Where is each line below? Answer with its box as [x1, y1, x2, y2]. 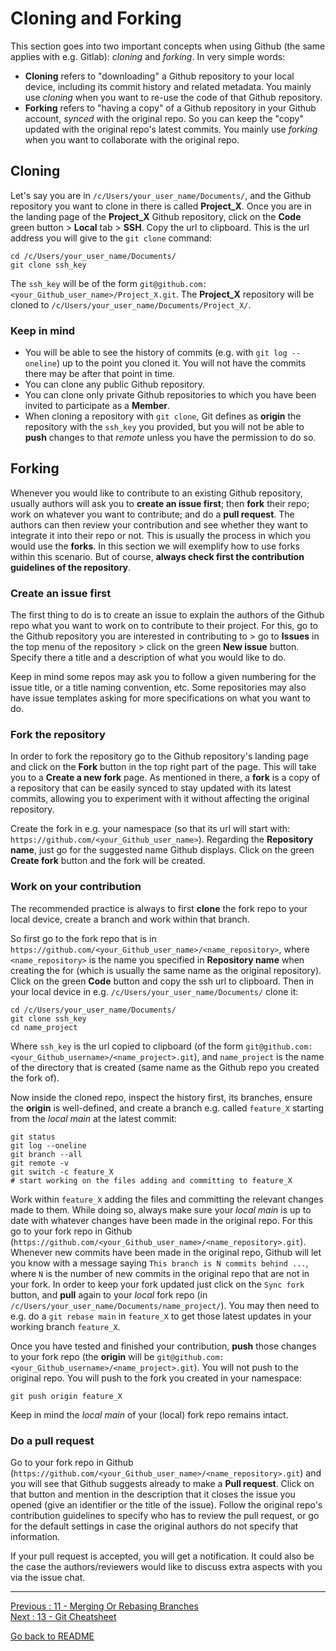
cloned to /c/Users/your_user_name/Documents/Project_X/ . [10, 298, 252, 311]
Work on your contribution [10, 880, 142, 894]
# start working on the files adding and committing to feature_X [10, 1175, 293, 1186]
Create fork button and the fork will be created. [10, 855, 206, 867]
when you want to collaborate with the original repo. [24, 133, 240, 146]
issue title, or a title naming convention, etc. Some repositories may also [10, 682, 307, 694]
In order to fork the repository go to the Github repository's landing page [10, 750, 309, 762]
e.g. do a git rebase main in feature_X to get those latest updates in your [10, 1310, 312, 1322]
